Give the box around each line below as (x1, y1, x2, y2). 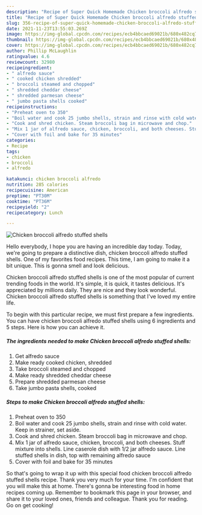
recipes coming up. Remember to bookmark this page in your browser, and (6, 489, 192, 496)
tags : (6, 148, 20, 154)
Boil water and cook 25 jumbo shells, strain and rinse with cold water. (14, 420, 188, 427)
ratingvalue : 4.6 (6, 53, 50, 59)
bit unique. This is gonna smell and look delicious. (6, 262, 130, 269)
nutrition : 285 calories (6, 181, 69, 188)
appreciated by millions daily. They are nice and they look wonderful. (6, 287, 177, 294)
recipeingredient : (6, 64, 52, 71)
